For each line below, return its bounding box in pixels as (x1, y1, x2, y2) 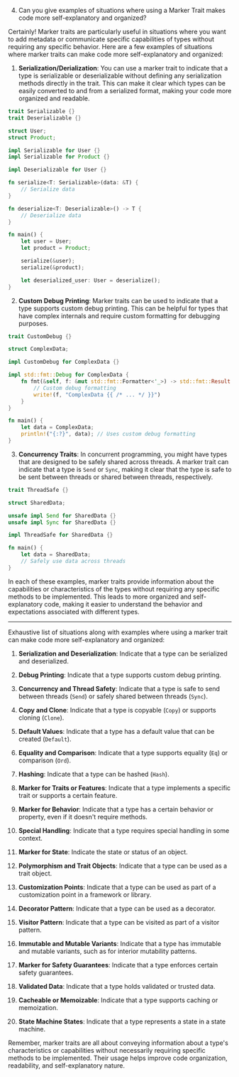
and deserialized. (18, 656, 70, 665)
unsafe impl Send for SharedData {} (8, 512, 116, 519)
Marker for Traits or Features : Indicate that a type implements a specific (18, 783, 231, 792)
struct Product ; (8, 134, 56, 141)
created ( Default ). (18, 735, 72, 743)
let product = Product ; (21, 245, 91, 252)
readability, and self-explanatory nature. (8, 1061, 126, 1070)
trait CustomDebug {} (8, 332, 72, 340)
